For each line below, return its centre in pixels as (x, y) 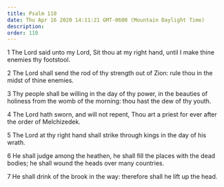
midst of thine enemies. (41, 81)
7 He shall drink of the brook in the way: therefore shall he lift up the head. (112, 177)
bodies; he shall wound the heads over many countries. (86, 164)
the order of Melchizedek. (44, 122)
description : (26, 26)
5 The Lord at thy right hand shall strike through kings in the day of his (107, 135)
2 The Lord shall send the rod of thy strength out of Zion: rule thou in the (110, 73)
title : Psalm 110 (32, 13)
